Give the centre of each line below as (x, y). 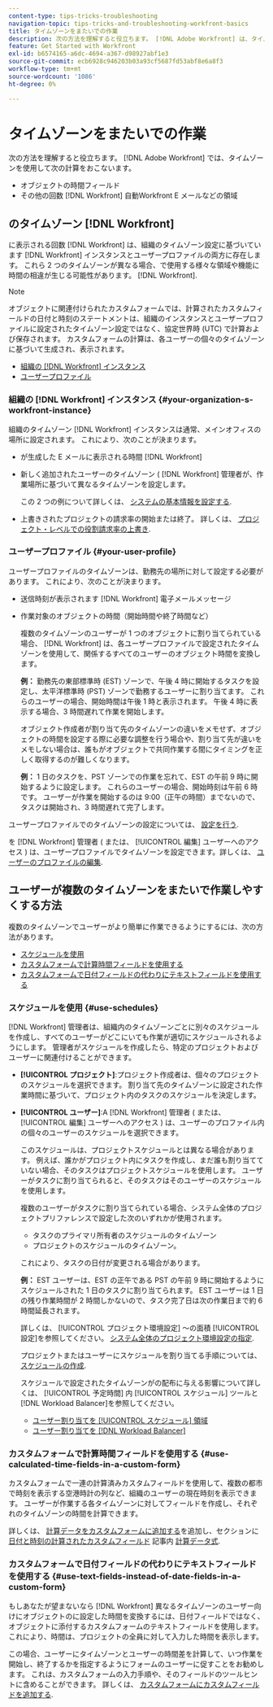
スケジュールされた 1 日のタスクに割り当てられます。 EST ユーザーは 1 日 (142, 1290)
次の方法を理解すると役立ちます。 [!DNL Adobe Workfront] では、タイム (129, 158)
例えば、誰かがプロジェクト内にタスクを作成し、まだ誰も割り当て (147, 1159)
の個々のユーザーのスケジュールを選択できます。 (102, 1133)
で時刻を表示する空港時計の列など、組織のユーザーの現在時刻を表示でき (129, 1493)
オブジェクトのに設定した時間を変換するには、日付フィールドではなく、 (143, 1616)
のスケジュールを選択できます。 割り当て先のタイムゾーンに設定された (138, 1085)
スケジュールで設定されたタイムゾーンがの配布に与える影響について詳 (137, 1382)
